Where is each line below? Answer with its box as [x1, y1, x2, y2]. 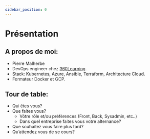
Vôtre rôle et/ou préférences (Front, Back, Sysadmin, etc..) [19, 113, 137, 119]
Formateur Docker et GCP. [12, 76, 65, 82]
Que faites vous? [12, 108, 46, 114]
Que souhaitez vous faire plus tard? [12, 124, 84, 130]
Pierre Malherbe [12, 60, 45, 66]
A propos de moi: [5, 47, 59, 56]
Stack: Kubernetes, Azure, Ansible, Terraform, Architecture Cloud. [12, 71, 145, 77]
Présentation [5, 28, 59, 39]
